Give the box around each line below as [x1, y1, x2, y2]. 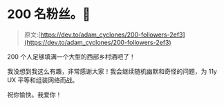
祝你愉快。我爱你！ [7, 90, 62, 99]
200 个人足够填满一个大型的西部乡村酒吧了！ [7, 52, 136, 61]
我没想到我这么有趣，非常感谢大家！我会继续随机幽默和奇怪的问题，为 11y [7, 67, 218, 75]
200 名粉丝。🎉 [7, 6, 91, 22]
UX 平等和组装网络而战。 [7, 75, 78, 84]
